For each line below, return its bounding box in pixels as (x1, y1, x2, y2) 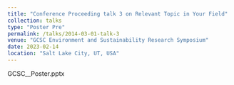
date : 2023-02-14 (7, 43, 59, 50)
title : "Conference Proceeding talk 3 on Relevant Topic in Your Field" (7, 10, 228, 18)
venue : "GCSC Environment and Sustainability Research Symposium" (7, 37, 209, 44)
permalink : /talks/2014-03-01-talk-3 (7, 30, 120, 38)
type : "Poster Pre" (7, 23, 66, 30)
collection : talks (7, 17, 62, 24)
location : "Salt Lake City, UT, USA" (7, 50, 120, 57)
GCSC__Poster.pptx (7, 69, 65, 78)
